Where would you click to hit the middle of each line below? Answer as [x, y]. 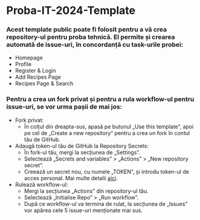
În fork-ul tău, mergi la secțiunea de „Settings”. [82, 152]
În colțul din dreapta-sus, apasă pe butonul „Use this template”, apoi [109, 126]
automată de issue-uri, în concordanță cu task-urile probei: [95, 45]
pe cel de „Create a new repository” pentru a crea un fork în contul [107, 133]
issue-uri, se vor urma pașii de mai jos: [64, 107]
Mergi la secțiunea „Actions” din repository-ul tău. [86, 191]
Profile [23, 64]
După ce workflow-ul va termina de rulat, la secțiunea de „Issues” [106, 204]
